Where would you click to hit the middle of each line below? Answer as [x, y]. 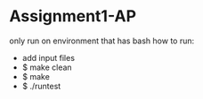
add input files [49, 57]
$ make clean [47, 67]
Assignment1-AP [73, 16]
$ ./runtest [41, 86]
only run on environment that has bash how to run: [102, 41]
